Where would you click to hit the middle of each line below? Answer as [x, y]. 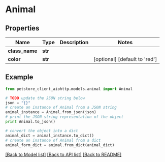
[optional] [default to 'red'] [125, 59]
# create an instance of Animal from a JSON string [61, 108]
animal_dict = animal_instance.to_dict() [50, 136]
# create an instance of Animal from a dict [53, 140]
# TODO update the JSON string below [45, 98]
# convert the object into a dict [42, 131]
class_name [23, 51]
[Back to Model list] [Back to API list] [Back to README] [63, 155]
